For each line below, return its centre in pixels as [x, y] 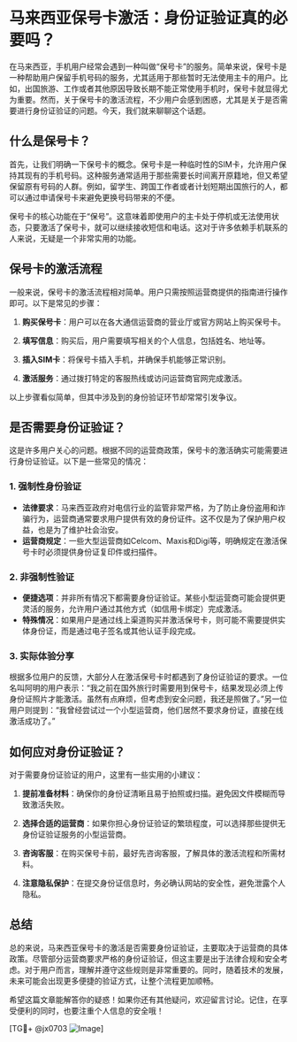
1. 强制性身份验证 [46, 487]
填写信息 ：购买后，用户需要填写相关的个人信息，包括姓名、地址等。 [146, 341]
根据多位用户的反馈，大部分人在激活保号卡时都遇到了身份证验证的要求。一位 [148, 677]
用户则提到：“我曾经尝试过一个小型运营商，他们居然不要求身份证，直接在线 [147, 710]
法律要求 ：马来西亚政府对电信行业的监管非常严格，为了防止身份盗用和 [150, 507]
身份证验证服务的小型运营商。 [76, 835]
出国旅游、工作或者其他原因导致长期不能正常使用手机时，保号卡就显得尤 [156, 88]
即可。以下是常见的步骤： [56, 303]
